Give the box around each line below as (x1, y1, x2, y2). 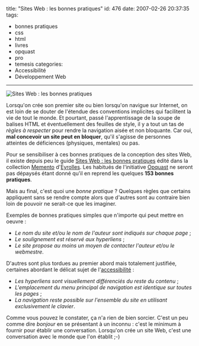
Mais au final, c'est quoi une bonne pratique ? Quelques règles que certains (6, 188, 191, 194)
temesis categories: (14, 60, 63, 68)
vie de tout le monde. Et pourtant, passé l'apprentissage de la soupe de (6, 114, 181, 121)
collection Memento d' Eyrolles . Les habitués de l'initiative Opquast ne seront (6, 164, 193, 171)
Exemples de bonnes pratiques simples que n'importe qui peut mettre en (6, 212, 184, 219)
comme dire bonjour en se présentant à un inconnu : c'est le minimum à (6, 321, 181, 328)
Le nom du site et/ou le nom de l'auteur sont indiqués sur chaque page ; (14, 229, 191, 236)
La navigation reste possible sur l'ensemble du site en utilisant (14, 296, 168, 303)
